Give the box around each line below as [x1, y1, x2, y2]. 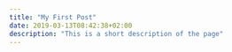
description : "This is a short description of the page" [9, 29, 224, 38]
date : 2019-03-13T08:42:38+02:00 [9, 21, 133, 30]
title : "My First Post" [9, 12, 97, 22]
